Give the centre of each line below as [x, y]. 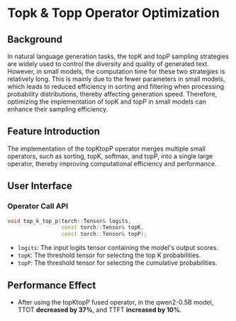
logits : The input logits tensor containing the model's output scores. [118, 248]
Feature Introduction [54, 132]
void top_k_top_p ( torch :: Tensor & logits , [69, 221]
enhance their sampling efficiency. [58, 109]
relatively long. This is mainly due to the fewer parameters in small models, [116, 79]
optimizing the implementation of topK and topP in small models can [107, 102]
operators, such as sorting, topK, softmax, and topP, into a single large [110, 156]
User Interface [40, 186]
